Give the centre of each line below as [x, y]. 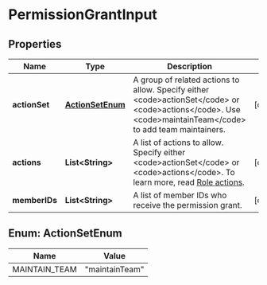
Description [190, 66]
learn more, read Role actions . [189, 182]
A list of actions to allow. [178, 142]
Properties [35, 44]
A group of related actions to [186, 80]
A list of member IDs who [180, 195]
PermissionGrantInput [83, 15]
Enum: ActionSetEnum [66, 234]
